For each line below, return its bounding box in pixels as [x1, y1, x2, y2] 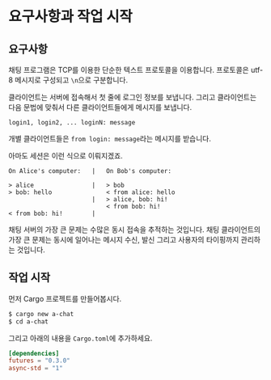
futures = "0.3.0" [8, 357, 70, 365]
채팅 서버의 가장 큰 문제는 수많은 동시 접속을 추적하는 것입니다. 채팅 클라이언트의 [8, 225, 261, 234]
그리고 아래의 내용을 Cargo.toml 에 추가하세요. [8, 333, 153, 343]
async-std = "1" [8, 365, 63, 373]
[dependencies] [8, 349, 60, 357]
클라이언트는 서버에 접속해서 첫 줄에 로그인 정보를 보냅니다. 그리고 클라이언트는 [8, 92, 257, 102]
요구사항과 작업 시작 [8, 7, 133, 26]
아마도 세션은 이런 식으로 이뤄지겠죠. [8, 151, 123, 160]
